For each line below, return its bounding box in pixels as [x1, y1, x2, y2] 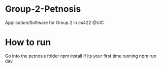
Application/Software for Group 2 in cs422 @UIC [5, 20, 104, 25]
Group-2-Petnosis [5, 3, 81, 15]
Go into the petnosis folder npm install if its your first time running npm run [5, 53, 157, 59]
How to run [5, 37, 51, 48]
